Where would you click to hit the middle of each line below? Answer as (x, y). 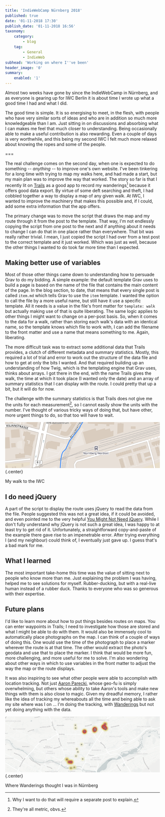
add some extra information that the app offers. (53, 206)
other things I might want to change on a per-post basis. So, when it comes (81, 316)
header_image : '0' (24, 68)
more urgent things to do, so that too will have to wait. (60, 415)
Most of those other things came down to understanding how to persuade (80, 274)
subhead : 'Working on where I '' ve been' (47, 62)
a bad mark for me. (24, 545)
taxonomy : (15, 31)
